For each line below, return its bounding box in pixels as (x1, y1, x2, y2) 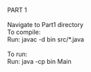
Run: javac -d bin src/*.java (7, 35, 85, 44)
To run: (7, 50, 28, 58)
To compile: (7, 28, 41, 36)
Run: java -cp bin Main (7, 57, 72, 65)
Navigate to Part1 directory (7, 21, 84, 28)
